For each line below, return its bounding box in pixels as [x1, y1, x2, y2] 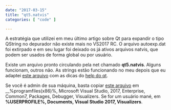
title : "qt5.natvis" [5, 12, 50, 17]
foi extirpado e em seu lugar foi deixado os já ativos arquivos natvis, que [5, 47, 158, 53]
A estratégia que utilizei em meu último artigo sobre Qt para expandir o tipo [5, 35, 164, 41]
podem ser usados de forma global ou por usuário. [5, 52, 113, 58]
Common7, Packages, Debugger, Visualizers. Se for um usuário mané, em [5, 93, 161, 100]
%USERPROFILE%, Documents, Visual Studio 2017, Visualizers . [5, 99, 143, 105]
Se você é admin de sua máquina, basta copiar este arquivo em [5, 82, 139, 89]
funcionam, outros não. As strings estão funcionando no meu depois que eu [5, 67, 166, 73]
